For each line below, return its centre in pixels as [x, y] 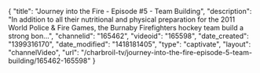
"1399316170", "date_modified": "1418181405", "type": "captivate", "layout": [130, 44]
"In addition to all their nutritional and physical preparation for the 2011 [122, 19]
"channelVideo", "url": [44, 52]
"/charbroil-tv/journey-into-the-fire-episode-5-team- [167, 52]
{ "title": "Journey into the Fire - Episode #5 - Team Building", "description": [130, 11]
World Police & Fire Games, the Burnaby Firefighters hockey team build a [126, 28]
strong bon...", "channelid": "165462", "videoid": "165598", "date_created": [128, 36]
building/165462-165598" [49, 61]
